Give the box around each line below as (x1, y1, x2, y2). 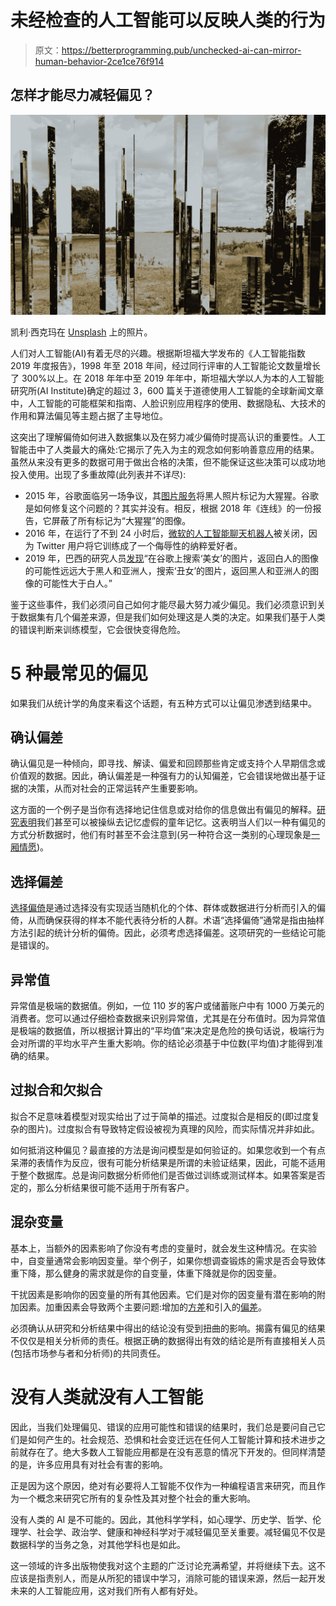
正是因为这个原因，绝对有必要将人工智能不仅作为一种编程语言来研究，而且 (10, 1479, 317, 1491)
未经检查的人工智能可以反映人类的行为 (10, 9, 327, 32)
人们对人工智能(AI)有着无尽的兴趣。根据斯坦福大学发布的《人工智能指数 (10, 347, 306, 359)
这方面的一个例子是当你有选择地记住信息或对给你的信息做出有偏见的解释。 (10, 804, 317, 816)
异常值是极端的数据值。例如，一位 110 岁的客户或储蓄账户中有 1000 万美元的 (10, 1000, 325, 1012)
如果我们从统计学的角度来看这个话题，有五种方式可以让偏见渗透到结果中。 (10, 697, 317, 709)
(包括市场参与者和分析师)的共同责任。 (10, 1347, 167, 1359)
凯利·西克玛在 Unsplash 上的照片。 (10, 326, 153, 338)
